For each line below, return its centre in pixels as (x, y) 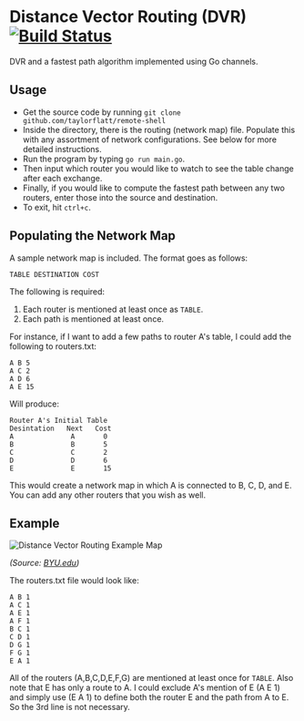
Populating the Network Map (92, 236)
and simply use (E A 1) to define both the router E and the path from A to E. (149, 697)
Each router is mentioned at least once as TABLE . (113, 309)
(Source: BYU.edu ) (45, 563)
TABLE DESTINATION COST (55, 274)
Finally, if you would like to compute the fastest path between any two (153, 188)
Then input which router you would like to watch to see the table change (158, 168)
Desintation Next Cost (61, 428)
